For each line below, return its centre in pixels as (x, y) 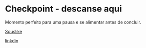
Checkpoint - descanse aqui (63, 9)
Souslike (14, 31)
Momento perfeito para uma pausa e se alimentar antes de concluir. (73, 22)
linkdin (12, 41)
